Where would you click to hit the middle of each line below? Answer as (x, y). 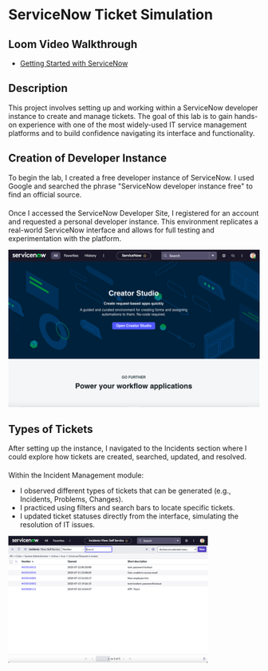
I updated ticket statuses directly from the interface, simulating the (129, 516)
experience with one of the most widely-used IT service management (133, 125)
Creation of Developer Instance (88, 159)
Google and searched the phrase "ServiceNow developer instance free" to (131, 186)
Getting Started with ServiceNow (74, 63)
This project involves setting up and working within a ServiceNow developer (133, 107)
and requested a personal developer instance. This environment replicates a (134, 221)
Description (38, 88)
